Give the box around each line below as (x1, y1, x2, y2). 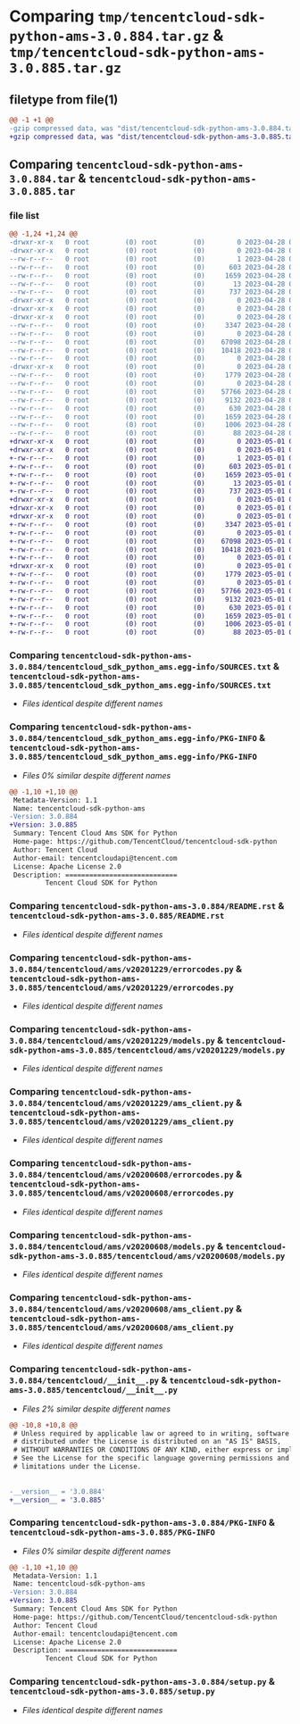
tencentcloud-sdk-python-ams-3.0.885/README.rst (9, 911, 225, 921)
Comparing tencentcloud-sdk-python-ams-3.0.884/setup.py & (9, 1676, 275, 1688)
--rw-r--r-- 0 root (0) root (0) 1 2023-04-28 (9, 254, 286, 263)
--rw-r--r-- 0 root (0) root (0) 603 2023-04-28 (9, 262, 286, 271)
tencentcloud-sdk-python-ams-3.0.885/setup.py (9, 1687, 216, 1697)
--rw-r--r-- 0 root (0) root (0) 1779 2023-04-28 (9, 371, 286, 380)
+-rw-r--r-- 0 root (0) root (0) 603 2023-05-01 (9, 462, 286, 471)
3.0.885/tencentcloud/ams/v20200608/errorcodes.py (9, 1188, 234, 1198)
